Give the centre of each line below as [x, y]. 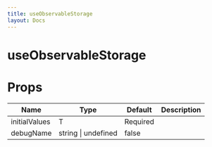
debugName [31, 133]
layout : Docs [26, 20]
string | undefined [88, 133]
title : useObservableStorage [50, 14]
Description [181, 110]
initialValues [31, 122]
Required [139, 122]
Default [139, 110]
